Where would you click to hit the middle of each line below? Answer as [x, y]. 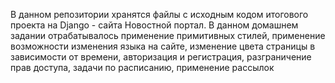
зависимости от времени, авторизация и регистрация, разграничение [161, 57]
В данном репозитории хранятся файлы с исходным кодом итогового [159, 14]
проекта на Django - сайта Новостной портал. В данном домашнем [154, 25]
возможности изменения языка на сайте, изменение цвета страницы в [163, 46]
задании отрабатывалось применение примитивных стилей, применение [168, 35]
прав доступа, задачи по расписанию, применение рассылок [142, 67]
